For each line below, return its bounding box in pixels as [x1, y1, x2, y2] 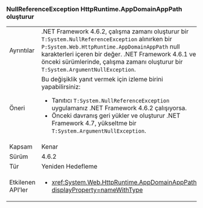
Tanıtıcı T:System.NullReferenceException [51, 96, 170, 105]
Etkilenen [9, 178, 36, 187]
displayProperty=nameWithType [51, 186, 143, 194]
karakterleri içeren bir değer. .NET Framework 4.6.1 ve [41, 50, 196, 59]
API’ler [9, 186, 28, 194]
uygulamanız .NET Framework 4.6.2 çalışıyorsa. [51, 104, 187, 112]
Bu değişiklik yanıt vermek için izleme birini [41, 75, 163, 84]
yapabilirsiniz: [41, 82, 81, 91]
